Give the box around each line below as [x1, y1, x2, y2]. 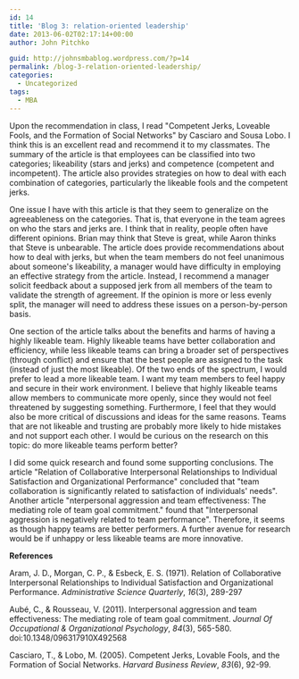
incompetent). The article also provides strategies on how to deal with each [9, 167, 287, 179]
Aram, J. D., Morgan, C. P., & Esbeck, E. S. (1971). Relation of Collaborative [9, 567, 282, 578]
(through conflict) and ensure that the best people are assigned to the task [9, 354, 284, 365]
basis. [9, 308, 31, 319]
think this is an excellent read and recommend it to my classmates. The [9, 139, 270, 150]
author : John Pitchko [9, 38, 90, 47]
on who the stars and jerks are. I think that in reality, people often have [9, 222, 269, 233]
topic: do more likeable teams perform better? [9, 440, 179, 450]
